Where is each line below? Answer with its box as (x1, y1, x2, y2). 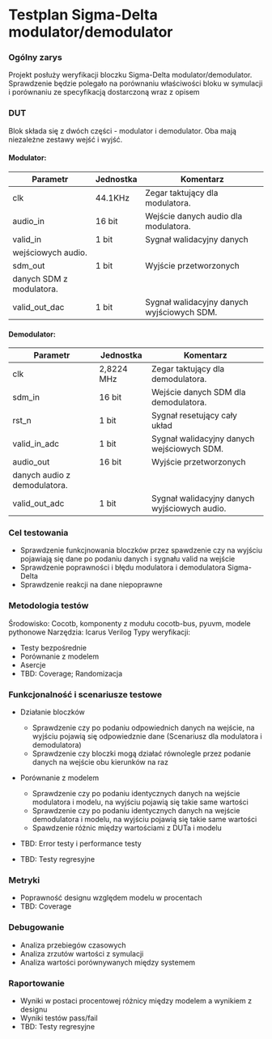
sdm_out (12, 260, 45, 271)
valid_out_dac (12, 301, 65, 312)
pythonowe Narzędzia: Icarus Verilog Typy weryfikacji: (8, 627, 191, 637)
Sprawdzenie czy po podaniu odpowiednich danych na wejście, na (32, 723, 255, 733)
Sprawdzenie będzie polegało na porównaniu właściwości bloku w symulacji (8, 78, 263, 88)
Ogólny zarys (8, 52, 62, 63)
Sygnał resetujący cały (151, 410, 237, 422)
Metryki (8, 875, 40, 885)
